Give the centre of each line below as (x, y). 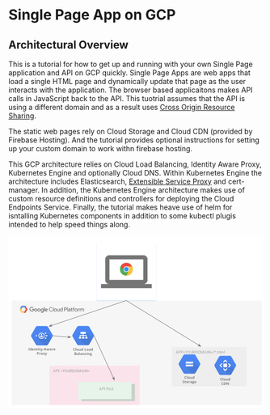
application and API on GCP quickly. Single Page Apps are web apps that (129, 73)
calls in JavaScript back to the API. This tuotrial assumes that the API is (127, 98)
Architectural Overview (69, 45)
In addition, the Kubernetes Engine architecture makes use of (143, 190)
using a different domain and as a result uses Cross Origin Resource (122, 107)
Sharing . (22, 116)
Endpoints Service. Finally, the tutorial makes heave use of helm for (120, 207)
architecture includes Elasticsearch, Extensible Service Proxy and (117, 181)
